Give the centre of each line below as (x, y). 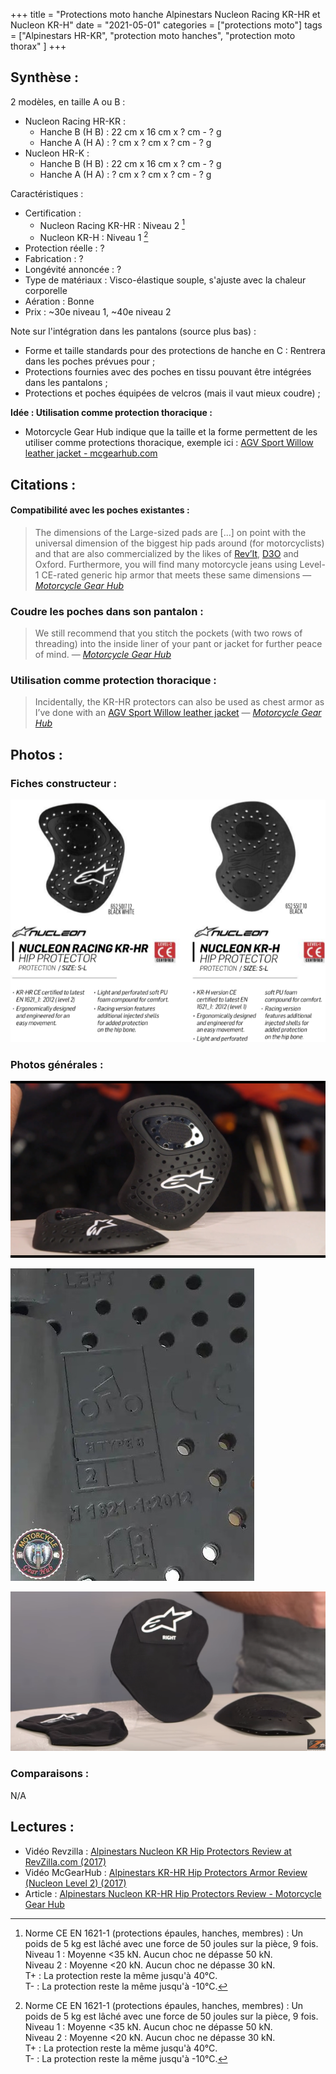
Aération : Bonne (59, 301)
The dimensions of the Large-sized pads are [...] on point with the (170, 532)
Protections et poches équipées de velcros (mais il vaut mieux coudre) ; (172, 393)
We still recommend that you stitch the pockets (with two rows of (168, 633)
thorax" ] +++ (38, 46)
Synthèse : (45, 77)
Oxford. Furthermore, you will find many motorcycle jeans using (166, 564)
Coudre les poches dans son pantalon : (107, 611)
